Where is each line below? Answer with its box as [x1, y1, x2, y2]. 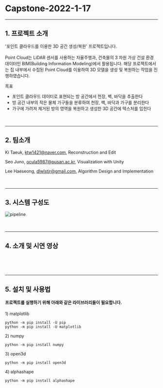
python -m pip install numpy [5, 342, 64, 347]
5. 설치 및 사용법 [5, 285, 51, 293]
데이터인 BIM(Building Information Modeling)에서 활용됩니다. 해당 [5, 60, 132, 66]
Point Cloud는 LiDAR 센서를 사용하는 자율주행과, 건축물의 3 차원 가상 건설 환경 [5, 54, 154, 60]
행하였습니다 [5, 72, 29, 78]
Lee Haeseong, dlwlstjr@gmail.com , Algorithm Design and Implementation [5, 168, 154, 174]
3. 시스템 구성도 [5, 198, 49, 207]
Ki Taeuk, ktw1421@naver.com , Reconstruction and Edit [5, 149, 116, 155]
